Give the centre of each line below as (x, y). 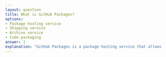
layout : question (23, 10)
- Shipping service (25, 28)
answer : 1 (15, 42)
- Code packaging (23, 38)
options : (14, 19)
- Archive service (24, 33)
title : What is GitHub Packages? (40, 14)
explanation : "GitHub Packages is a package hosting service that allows (83, 47)
